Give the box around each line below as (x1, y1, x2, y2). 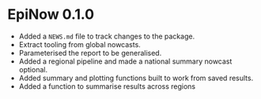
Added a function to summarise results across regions (18, 81, 195, 91)
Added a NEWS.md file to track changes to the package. (18, 31, 195, 41)
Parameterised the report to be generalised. (18, 48, 162, 57)
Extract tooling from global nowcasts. (18, 39, 142, 49)
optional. (18, 64, 48, 74)
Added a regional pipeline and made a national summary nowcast (18, 57, 233, 66)
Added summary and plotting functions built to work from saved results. (18, 73, 254, 82)
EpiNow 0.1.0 (7, 5, 95, 24)
